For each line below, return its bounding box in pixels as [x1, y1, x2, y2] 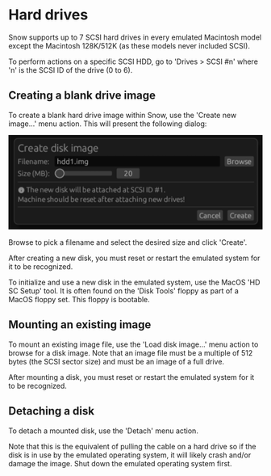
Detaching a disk [8, 404, 95, 418]
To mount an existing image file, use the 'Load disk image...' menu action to [8, 339, 259, 349]
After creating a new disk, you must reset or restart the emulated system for [8, 253, 261, 263]
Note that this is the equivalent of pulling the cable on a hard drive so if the [8, 441, 256, 451]
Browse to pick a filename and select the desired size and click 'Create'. [8, 238, 248, 247]
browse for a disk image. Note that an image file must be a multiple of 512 [8, 348, 253, 357]
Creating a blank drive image [8, 89, 156, 103]
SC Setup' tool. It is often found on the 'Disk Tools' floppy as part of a [8, 286, 240, 296]
